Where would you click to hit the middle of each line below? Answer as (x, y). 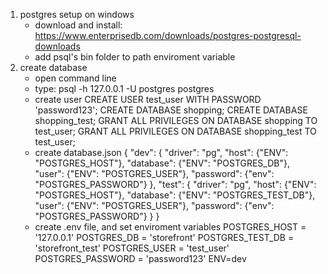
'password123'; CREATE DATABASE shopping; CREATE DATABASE (171, 110)
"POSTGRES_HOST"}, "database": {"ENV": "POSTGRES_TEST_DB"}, (175, 195)
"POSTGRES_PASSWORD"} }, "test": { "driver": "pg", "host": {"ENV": (175, 184)
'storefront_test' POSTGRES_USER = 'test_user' (132, 248)
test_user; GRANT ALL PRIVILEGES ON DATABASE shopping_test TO (175, 131)
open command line (75, 78)
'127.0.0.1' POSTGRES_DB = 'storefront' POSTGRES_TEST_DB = (164, 237)
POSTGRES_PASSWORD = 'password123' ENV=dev (140, 258)
